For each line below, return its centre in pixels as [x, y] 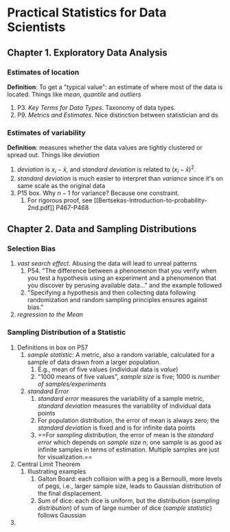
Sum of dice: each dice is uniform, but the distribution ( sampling [128, 500]
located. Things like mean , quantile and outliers [74, 94]
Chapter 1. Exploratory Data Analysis [88, 53]
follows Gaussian [62, 515]
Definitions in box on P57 [52, 347]
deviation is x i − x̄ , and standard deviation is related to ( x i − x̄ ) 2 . [106, 170]
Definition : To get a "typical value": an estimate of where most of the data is [115, 86]
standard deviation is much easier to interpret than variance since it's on [120, 178]
